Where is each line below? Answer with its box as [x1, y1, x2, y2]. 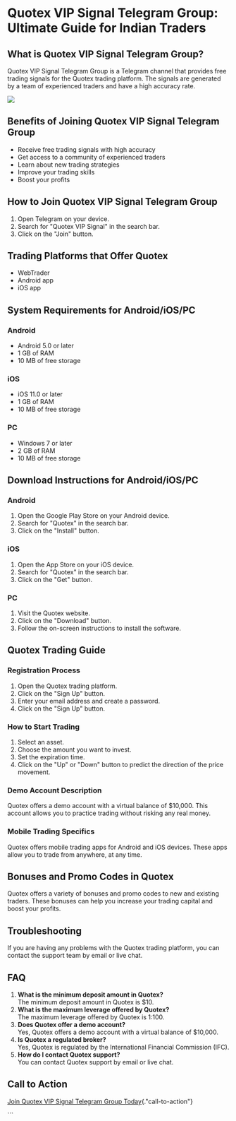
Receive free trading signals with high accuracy [17, 145, 156, 153]
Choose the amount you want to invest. [17, 745, 132, 754]
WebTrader [17, 268, 50, 277]
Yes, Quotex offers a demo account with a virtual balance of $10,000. [17, 1028, 218, 1036]
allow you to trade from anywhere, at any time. [7, 850, 142, 859]
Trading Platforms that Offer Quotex [7, 250, 168, 262]
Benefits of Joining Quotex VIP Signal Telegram [7, 115, 220, 128]
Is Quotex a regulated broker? [17, 1036, 107, 1044]
